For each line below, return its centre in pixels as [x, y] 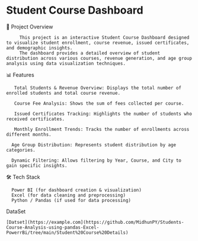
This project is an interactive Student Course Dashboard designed [104, 37]
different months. [29, 134]
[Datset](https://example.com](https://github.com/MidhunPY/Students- [95, 222]
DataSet [16, 211]
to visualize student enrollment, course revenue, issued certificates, [98, 43]
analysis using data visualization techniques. [66, 63]
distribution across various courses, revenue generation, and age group [99, 58]
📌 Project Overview [30, 27]
